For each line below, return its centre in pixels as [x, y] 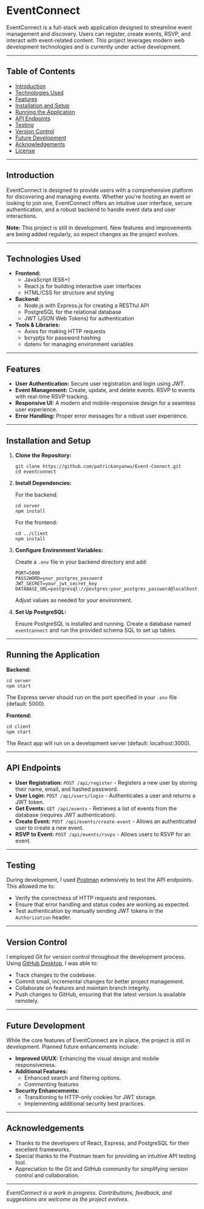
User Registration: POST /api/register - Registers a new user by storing [106, 782]
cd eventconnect [36, 472]
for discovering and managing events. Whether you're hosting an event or [99, 196]
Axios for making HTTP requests [65, 331]
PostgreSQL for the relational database [73, 312]
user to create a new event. [49, 828]
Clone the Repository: [43, 455]
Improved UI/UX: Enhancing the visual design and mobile [87, 1058]
